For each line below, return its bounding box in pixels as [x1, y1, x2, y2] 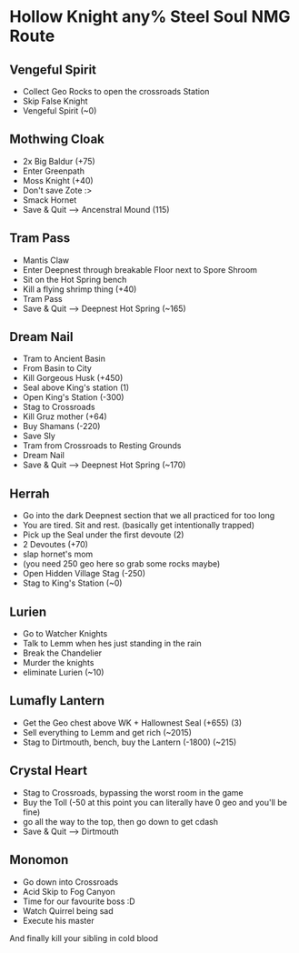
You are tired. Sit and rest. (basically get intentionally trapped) [22, 520, 254, 531]
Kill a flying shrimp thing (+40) [22, 284, 137, 295]
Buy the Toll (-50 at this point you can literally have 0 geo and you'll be [22, 797, 288, 808]
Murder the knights [22, 657, 95, 668]
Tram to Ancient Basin [22, 353, 106, 365]
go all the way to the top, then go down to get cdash [22, 816, 218, 827]
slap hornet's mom [22, 548, 94, 560]
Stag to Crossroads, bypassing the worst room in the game [22, 787, 244, 798]
